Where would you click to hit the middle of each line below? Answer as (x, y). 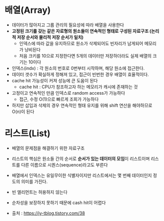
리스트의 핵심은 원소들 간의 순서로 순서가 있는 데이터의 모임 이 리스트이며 (81, 159)
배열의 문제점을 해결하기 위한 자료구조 (48, 148)
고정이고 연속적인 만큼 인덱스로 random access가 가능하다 (68, 93)
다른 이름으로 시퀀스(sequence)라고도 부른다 (64, 165)
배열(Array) (28, 10)
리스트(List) (27, 134)
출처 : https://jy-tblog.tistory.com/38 (48, 213)
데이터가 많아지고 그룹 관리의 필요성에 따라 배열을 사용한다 (68, 25)
